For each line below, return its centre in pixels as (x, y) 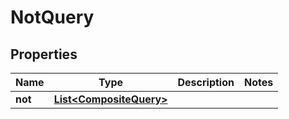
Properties (44, 54)
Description (206, 82)
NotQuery (52, 17)
